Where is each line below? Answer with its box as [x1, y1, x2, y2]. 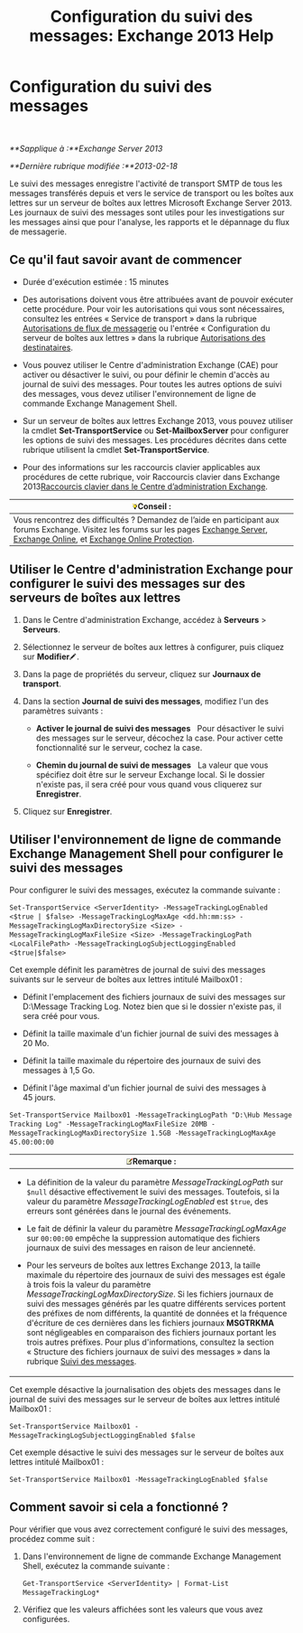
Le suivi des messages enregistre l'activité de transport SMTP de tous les [9, 178, 283, 189]
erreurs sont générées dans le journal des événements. [26, 1205, 232, 1217]
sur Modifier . [22, 651, 79, 662]
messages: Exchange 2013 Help [29, 25, 274, 46]
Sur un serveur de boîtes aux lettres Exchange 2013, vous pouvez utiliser [22, 415, 294, 426]
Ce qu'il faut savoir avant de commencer [9, 252, 243, 268]
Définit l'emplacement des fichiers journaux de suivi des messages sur [22, 991, 286, 1002]
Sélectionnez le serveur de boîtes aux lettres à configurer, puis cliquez [22, 641, 285, 652]
